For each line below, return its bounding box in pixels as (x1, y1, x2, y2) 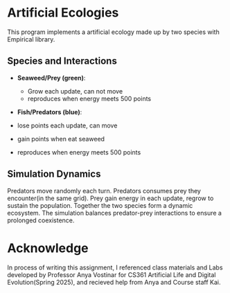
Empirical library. (7, 35, 55, 43)
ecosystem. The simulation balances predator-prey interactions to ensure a (7, 208, 222, 217)
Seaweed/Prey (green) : (17, 73, 86, 82)
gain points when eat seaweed (17, 134, 105, 143)
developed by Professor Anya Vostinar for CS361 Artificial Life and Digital (7, 270, 216, 278)
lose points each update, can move (17, 121, 118, 130)
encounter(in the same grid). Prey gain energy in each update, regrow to (7, 194, 214, 202)
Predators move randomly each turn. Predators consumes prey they (7, 186, 201, 195)
